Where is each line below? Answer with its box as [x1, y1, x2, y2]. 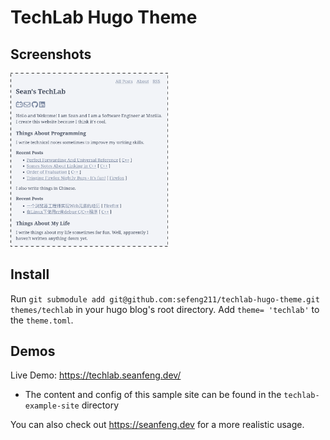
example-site [24, 401, 80, 411]
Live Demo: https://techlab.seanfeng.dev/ [10, 369, 182, 381]
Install [10, 266, 50, 283]
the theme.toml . [10, 314, 74, 326]
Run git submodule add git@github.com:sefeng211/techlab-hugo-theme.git [10, 292, 320, 305]
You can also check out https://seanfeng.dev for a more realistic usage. [10, 419, 305, 431]
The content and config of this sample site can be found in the [24, 389, 282, 401]
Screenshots [10, 46, 92, 63]
